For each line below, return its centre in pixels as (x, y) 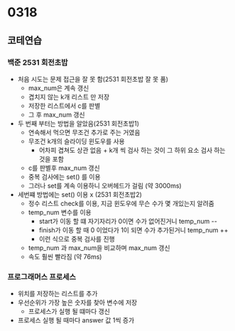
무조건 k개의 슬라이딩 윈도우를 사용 (77, 141)
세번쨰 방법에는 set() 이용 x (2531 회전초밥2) (80, 194)
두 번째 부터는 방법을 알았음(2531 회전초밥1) (78, 123)
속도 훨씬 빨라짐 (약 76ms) (65, 256)
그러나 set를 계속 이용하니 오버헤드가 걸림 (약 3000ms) (105, 185)
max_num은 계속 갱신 (59, 88)
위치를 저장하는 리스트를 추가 (58, 294)
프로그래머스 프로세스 (42, 276)
